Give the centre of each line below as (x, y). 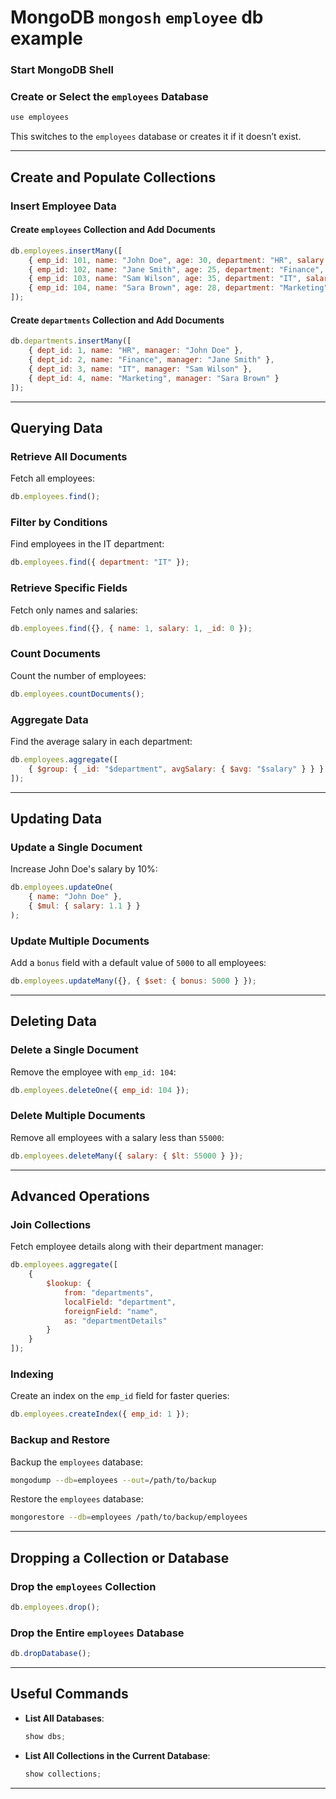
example (47, 38)
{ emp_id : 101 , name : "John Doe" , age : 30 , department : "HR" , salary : (178, 260)
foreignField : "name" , (111, 1311)
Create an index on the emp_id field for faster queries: (120, 1396)
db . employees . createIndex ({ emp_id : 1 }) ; (100, 1414)
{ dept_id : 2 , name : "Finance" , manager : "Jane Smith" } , (151, 360)
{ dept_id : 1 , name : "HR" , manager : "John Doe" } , (136, 351)
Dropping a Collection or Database (120, 1557)
